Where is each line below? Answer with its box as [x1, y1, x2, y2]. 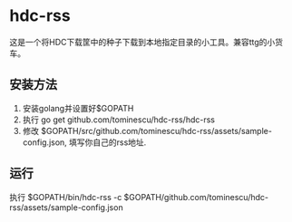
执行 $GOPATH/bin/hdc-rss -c [9, 191, 122, 202]
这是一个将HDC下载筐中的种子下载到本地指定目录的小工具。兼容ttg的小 [9, 36, 276, 47]
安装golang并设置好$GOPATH [22, 102, 134, 113]
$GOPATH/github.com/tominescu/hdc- [123, 191, 269, 202]
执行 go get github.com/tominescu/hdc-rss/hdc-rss [22, 114, 216, 125]
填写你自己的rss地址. [69, 137, 147, 148]
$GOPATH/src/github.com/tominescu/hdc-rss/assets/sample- [40, 125, 272, 136]
